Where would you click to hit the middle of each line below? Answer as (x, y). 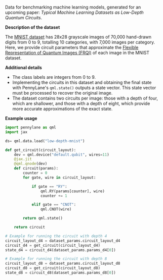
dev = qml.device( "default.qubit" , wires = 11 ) (62, 155)
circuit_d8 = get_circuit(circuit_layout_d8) (53, 268)
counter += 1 (54, 196)
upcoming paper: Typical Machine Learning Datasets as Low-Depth (75, 12)
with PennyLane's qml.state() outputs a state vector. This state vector (84, 88)
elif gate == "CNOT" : (54, 205)
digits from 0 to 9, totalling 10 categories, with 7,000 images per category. (80, 42)
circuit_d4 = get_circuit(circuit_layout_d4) (53, 245)
